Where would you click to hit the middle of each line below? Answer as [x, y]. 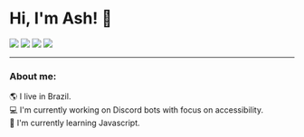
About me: [33, 76]
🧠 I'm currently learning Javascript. [75, 123]
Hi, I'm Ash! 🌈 [61, 18]
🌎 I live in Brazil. [40, 96]
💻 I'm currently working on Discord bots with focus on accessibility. [137, 110]
